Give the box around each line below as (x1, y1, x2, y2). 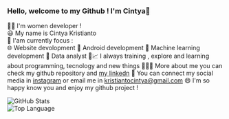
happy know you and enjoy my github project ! (7, 84, 139, 92)
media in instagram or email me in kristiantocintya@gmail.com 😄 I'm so (7, 76, 210, 85)
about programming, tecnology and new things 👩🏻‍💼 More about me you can (7, 62, 223, 70)
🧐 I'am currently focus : (7, 36, 74, 45)
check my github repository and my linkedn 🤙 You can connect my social (7, 69, 213, 78)
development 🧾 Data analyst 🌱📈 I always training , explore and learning (7, 52, 210, 61)
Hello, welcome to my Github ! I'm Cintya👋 (7, 6, 151, 16)
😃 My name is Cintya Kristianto (7, 29, 97, 37)
